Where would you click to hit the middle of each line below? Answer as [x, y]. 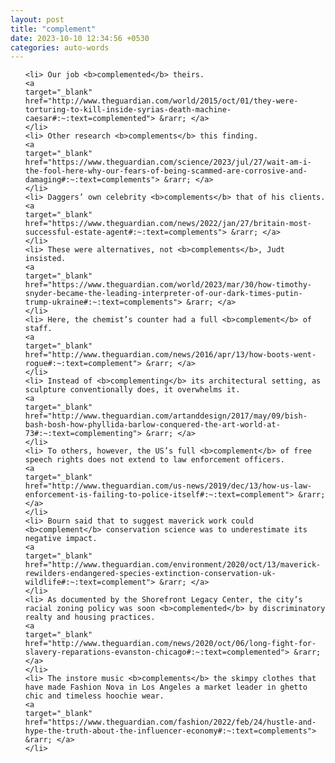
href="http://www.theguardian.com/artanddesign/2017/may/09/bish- [166, 416]
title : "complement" [53, 29]
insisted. [45, 259]
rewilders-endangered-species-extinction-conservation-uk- [150, 574]
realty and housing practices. [90, 617]
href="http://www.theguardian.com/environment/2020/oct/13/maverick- [173, 565]
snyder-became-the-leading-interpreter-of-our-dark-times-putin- [163, 294]
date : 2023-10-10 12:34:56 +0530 [80, 38]
